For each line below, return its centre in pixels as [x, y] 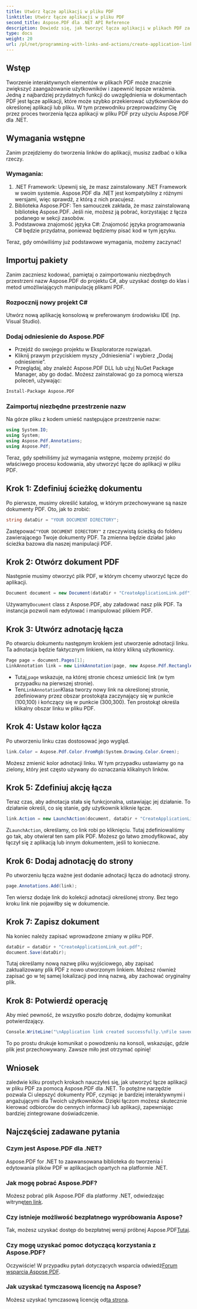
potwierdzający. [26, 1021]
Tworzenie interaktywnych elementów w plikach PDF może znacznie [89, 82]
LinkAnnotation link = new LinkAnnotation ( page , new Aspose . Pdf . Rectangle [99, 666]
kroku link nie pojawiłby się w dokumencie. [58, 903]
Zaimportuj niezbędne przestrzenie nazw [66, 406]
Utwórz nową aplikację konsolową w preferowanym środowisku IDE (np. [93, 315]
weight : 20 [19, 39]
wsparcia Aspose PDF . [33, 1271]
